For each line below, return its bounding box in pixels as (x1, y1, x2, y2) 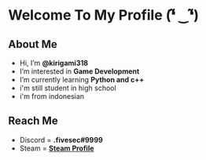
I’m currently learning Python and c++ (19, 75, 145, 84)
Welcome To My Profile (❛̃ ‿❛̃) (8, 6, 199, 24)
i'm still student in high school (19, 83, 116, 93)
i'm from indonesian (19, 92, 85, 100)
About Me (8, 38, 57, 51)
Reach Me (8, 115, 58, 128)
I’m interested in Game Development (19, 67, 140, 76)
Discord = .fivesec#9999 (19, 135, 104, 144)
